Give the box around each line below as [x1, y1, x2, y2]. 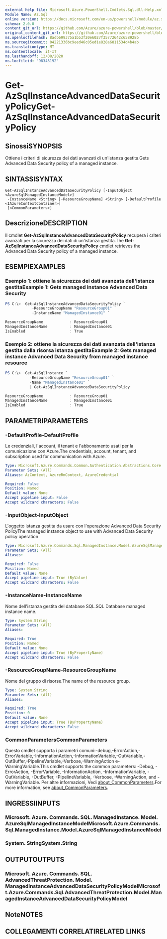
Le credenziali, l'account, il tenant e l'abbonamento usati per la [5, 443, 134, 449]
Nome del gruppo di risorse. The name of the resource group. [5, 678, 130, 684]
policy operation [5, 534, 39, 540]
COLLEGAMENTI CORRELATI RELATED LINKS [5, 928, 146, 936]
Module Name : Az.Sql [5, 12, 48, 17]
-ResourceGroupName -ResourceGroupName [5, 666, 117, 673]
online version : [5, 16, 39, 21]
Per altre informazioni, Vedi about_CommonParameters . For [41, 780, 162, 785]
